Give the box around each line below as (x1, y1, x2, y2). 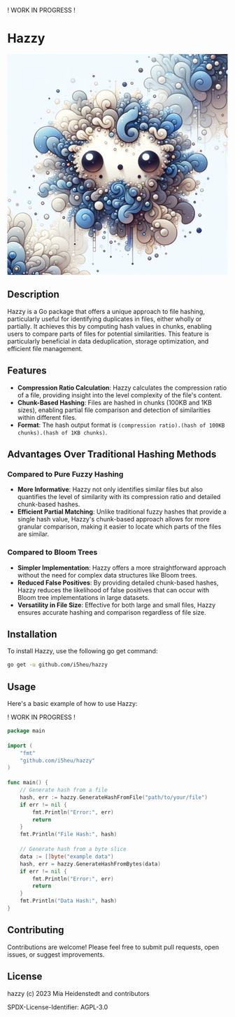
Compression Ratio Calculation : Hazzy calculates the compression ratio (17, 383, 227, 392)
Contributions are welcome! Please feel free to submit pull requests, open (7, 943, 220, 951)
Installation (7, 628, 57, 640)
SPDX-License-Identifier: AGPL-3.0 (7, 1002, 108, 1011)
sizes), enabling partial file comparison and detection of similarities (17, 406, 211, 414)
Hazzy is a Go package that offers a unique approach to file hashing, (7, 307, 205, 315)
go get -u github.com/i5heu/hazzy (7, 662, 108, 669)
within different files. (17, 413, 77, 421)
